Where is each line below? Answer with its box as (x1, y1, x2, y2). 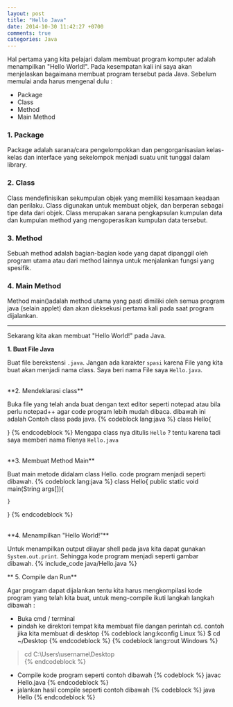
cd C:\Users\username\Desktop (24, 650, 115, 658)
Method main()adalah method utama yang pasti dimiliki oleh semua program (7, 297, 225, 306)
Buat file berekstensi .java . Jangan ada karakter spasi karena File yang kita (7, 358, 223, 367)
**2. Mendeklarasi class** (7, 387, 84, 395)
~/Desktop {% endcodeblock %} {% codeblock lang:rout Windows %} (17, 637, 218, 645)
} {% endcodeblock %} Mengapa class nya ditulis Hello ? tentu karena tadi (7, 429, 221, 437)
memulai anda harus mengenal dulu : (7, 77, 113, 85)
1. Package (7, 130, 44, 140)
